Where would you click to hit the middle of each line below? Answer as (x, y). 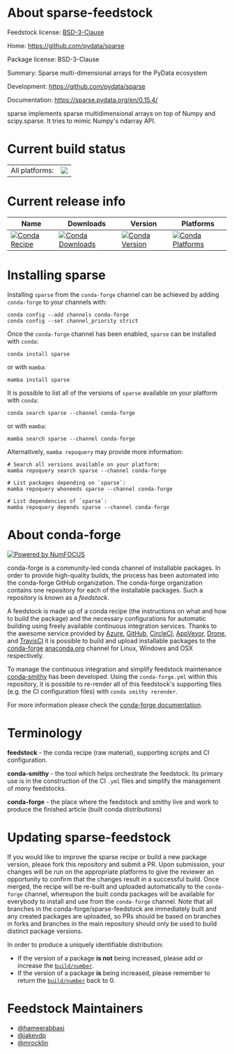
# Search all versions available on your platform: (84, 464)
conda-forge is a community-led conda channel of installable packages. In (114, 568)
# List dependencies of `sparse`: (57, 501)
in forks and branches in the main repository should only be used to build (112, 923)
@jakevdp (32, 1035)
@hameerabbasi (41, 1027)
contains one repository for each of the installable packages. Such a (105, 590)
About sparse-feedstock (80, 13)
